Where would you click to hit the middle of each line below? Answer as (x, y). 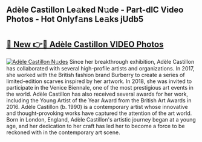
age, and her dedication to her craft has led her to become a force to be (96, 126)
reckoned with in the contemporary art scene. (63, 132)
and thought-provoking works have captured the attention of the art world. (99, 113)
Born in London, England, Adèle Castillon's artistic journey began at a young (101, 119)
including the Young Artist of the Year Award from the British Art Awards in (99, 100)
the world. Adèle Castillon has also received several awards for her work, (97, 94)
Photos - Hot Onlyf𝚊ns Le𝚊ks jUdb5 (75, 20)
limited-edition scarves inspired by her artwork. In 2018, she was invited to (99, 81)
